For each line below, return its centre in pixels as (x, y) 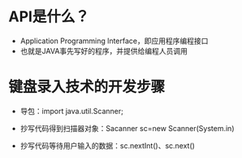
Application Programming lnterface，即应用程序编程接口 (114, 41)
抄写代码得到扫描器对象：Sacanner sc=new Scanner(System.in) (127, 128)
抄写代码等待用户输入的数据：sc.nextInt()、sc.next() (107, 145)
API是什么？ (49, 17)
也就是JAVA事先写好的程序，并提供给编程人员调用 (104, 50)
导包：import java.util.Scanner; (72, 111)
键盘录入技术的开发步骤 (87, 87)
